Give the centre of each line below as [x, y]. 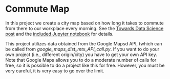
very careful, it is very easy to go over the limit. [55, 71]
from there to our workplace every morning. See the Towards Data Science [84, 28]
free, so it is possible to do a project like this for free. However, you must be [85, 65]
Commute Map [37, 9]
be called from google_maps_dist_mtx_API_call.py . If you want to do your [82, 49]
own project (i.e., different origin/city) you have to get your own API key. [81, 55]
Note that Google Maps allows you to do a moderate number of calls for [81, 60]
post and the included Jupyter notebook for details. [59, 34]
